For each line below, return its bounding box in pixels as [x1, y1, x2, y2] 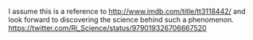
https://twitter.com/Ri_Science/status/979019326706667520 [8, 24, 207, 32]
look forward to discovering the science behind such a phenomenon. [8, 15, 235, 24]
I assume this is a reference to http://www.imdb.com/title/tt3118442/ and [8, 7, 246, 16]
